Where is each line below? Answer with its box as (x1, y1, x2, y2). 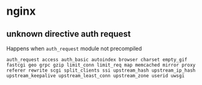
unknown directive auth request (6, 29, 131, 39)
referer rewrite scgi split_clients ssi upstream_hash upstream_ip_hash (6, 67, 196, 73)
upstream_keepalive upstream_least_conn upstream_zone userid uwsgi (6, 73, 185, 79)
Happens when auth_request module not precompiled (6, 45, 142, 52)
